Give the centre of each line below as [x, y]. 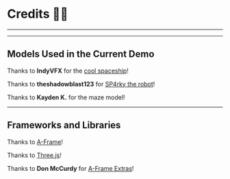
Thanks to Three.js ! [34, 155]
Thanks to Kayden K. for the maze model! [66, 97]
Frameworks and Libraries [64, 125]
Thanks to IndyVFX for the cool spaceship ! [68, 71]
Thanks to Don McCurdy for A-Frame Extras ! [71, 168]
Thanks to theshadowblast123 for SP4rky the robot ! [81, 84]
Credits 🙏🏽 [38, 14]
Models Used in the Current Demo [81, 54]
